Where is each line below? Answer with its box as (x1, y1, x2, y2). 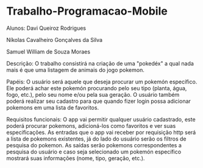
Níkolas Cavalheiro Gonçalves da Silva (6, 36, 102, 43)
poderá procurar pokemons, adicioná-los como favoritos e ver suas (6, 122, 176, 129)
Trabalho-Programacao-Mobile (6, 4, 168, 18)
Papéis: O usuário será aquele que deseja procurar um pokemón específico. (6, 78, 198, 85)
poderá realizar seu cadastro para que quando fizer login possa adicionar (6, 97, 191, 105)
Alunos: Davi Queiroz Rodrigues (6, 24, 87, 32)
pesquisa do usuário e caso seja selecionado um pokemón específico (6, 148, 182, 155)
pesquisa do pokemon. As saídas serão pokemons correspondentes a (6, 141, 182, 149)
